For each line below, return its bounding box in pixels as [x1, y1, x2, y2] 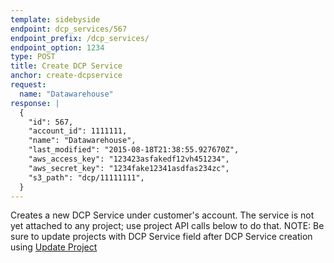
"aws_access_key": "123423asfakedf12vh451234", [28, 154, 230, 164]
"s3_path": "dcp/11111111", [28, 172, 145, 183]
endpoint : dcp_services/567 [10, 24, 128, 34]
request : [10, 80, 47, 90]
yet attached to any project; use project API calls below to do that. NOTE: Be [10, 220, 325, 232]
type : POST [10, 52, 56, 62]
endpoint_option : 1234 [10, 42, 105, 53]
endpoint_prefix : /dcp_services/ [10, 33, 150, 43]
